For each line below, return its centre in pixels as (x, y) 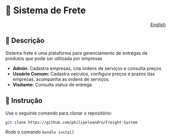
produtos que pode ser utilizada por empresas (54, 58)
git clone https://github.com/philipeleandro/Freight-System (72, 122)
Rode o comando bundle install (40, 132)
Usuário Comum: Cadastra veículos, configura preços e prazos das (84, 74)
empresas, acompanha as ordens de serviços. (61, 79)
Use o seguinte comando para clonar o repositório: (59, 113)
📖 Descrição (25, 41)
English (158, 25)
